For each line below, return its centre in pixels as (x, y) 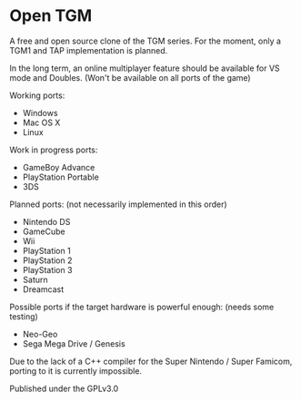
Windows (40, 112)
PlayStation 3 (47, 269)
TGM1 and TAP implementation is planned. (89, 50)
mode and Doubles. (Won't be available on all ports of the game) (130, 77)
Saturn (35, 279)
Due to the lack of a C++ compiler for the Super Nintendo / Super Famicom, (151, 361)
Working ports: (37, 95)
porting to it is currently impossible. (76, 371)
